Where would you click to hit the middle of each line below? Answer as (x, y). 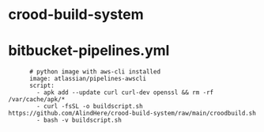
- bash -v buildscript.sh (79, 120)
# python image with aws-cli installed (94, 72)
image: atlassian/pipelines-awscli (88, 79)
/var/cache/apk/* (37, 100)
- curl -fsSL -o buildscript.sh (90, 107)
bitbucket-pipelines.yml (89, 51)
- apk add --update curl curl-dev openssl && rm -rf (125, 92)
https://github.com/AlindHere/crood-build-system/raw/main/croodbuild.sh (132, 113)
